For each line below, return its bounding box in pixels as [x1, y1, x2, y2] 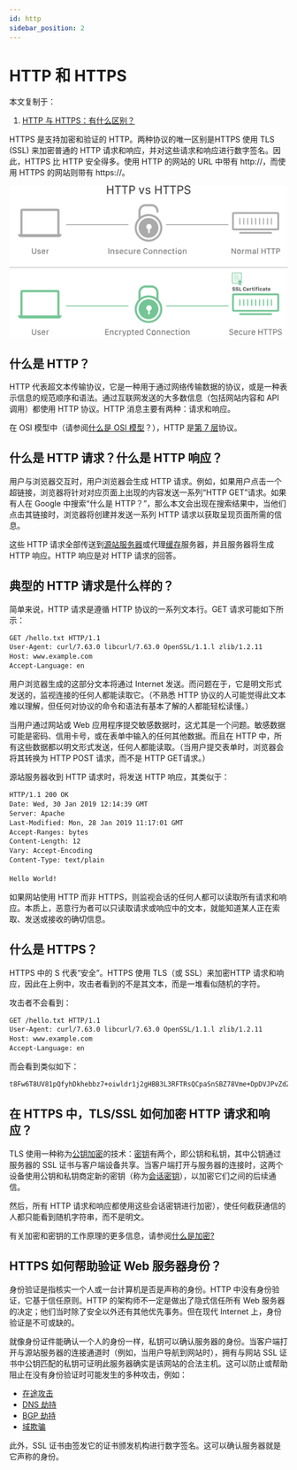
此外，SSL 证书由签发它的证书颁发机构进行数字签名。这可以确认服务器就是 [9, 1440, 281, 1451]
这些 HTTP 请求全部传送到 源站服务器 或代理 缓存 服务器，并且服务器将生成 [9, 538, 275, 549]
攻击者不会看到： [9, 997, 72, 1008]
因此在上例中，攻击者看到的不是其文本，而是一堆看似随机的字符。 [24, 979, 265, 989]
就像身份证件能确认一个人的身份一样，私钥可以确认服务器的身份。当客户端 [9, 1335, 280, 1346]
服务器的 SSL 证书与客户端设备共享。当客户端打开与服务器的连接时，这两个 [9, 1159, 284, 1170]
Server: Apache [9, 808, 65, 818]
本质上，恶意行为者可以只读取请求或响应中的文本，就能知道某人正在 [24, 902, 272, 913]
